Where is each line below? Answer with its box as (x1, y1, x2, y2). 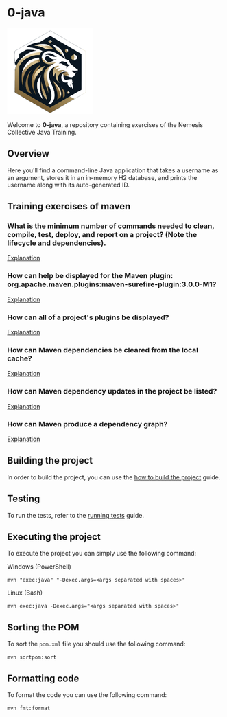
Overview (7, 148, 50, 159)
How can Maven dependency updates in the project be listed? (7, 387, 217, 396)
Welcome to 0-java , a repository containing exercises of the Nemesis (7, 120, 204, 128)
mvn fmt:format (7, 705, 51, 712)
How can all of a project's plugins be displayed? (7, 312, 169, 322)
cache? (7, 354, 32, 363)
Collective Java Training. (7, 128, 77, 136)
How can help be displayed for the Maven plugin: (7, 271, 174, 281)
